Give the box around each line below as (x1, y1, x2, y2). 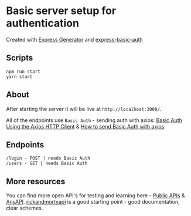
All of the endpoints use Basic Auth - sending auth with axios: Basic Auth (6, 116, 183, 124)
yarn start (6, 73, 33, 80)
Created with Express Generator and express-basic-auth (6, 36, 143, 43)
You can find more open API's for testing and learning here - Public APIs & (6, 192, 186, 199)
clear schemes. (6, 204, 43, 212)
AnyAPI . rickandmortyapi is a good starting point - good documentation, (6, 198, 180, 205)
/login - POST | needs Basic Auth (6, 156, 91, 161)
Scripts (6, 53, 33, 63)
